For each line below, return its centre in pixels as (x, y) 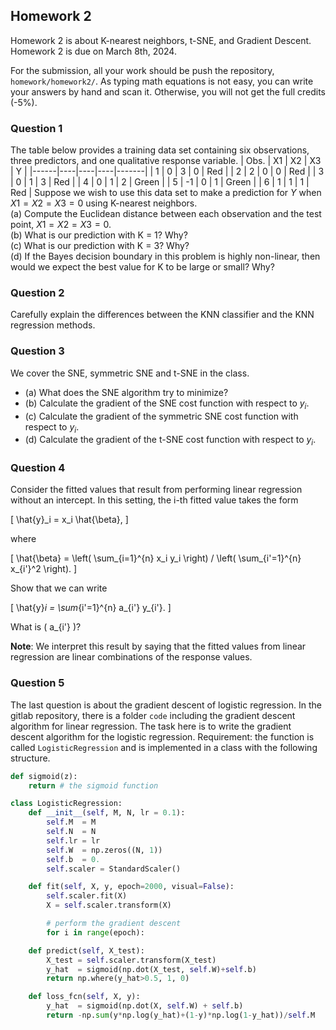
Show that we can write (59, 588)
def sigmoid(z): (44, 776)
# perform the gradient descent (114, 924)
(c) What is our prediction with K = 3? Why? (100, 246)
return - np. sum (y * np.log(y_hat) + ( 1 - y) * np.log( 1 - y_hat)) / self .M (181, 1015)
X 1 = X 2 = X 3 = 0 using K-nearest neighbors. (104, 203)
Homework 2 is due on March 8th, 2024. (93, 51)
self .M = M (71, 822)
